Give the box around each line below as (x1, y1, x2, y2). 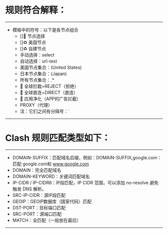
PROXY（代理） (19, 102, 52, 108)
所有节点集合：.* (19, 77, 54, 83)
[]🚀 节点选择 (19, 33, 45, 39)
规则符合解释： (5, 5, 67, 16)
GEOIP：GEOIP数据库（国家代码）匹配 (12, 198, 92, 204)
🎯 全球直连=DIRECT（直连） (19, 89, 78, 95)
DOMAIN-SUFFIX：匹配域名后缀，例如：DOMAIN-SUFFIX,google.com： (12, 154, 162, 160)
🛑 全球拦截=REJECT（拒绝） (19, 83, 79, 89)
